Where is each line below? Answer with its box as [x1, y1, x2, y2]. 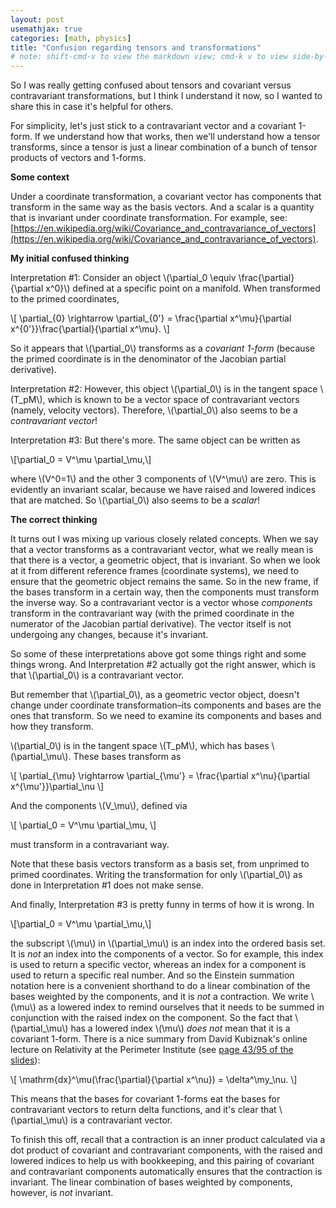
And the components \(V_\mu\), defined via [10, 800, 188, 812]
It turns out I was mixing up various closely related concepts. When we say [10, 533, 319, 545]
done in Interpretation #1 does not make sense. [10, 879, 205, 891]
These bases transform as [73, 751, 182, 763]
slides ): [10, 1054, 41, 1066]
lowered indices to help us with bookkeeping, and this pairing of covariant [10, 1155, 315, 1167]
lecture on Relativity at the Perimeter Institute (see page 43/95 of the [10, 1044, 294, 1056]
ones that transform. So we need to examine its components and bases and [10, 710, 322, 722]
